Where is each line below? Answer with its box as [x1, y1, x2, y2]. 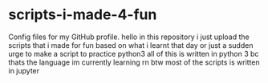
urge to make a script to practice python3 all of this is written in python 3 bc [8, 49, 259, 58]
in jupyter [8, 65, 40, 75]
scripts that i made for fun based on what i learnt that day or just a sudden [8, 40, 254, 49]
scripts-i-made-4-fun [8, 6, 157, 24]
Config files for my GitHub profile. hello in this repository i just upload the [8, 32, 250, 41]
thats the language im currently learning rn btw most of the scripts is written [8, 57, 260, 67]
